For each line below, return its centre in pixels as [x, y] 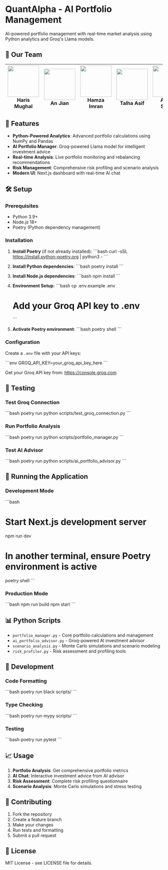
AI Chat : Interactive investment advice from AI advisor [68, 776]
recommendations [31, 162]
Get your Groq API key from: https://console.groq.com [61, 372]
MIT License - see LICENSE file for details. [49, 863]
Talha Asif [132, 103]
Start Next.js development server [76, 522]
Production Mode [27, 593]
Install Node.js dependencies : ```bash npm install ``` [66, 276]
